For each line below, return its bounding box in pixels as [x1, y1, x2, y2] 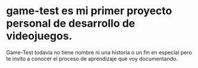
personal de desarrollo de [6, 17, 136, 30]
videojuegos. [6, 30, 73, 43]
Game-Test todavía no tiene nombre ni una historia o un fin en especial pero [6, 48, 192, 56]
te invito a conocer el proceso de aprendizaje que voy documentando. [6, 55, 178, 62]
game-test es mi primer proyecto [6, 4, 172, 18]
